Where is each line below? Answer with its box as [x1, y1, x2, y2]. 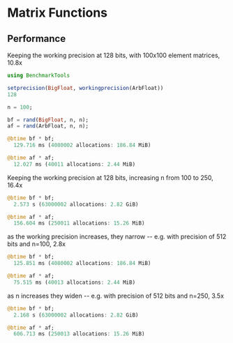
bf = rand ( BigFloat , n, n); [7, 116, 89, 123]
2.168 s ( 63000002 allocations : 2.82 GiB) [13, 312, 139, 319]
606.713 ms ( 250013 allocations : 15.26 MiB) [13, 330, 145, 337]
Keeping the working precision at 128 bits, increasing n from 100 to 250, [7, 173, 214, 182]
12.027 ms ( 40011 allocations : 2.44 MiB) [13, 160, 136, 168]
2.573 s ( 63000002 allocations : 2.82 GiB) [13, 201, 139, 208]
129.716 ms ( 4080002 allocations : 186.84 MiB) [13, 142, 151, 149]
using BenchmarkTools [7, 72, 70, 79]
